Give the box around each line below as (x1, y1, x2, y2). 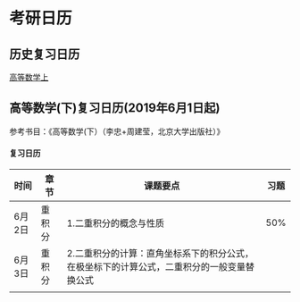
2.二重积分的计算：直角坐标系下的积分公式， (66, 247, 254, 260)
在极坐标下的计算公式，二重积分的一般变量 (66, 261, 246, 273)
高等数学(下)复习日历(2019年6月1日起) (9, 100, 221, 116)
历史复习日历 (9, 46, 80, 62)
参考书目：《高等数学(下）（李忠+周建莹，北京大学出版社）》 (9, 126, 225, 137)
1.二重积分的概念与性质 (66, 217, 165, 230)
